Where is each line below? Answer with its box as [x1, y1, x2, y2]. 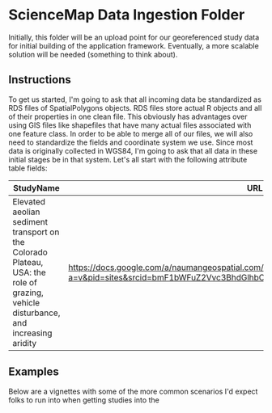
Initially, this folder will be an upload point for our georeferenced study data [8, 32, 260, 42]
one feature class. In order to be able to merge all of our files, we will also [8, 129, 253, 138]
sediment [12, 216, 49, 227]
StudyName [13, 182, 61, 193]
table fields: [8, 163, 48, 173]
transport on [12, 226, 60, 238]
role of [12, 276, 38, 288]
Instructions [8, 73, 71, 86]
